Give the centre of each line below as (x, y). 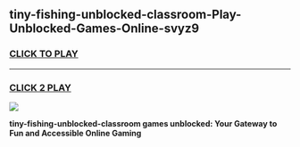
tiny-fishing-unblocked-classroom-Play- (125, 15)
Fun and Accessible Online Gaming (75, 133)
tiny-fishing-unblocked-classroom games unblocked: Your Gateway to (143, 123)
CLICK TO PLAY (44, 54)
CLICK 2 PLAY (40, 87)
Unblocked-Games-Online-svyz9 (104, 29)
